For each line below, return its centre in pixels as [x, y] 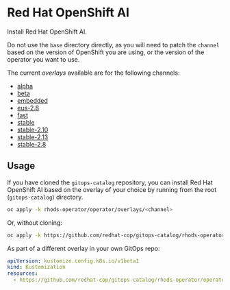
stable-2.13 [33, 137]
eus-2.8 [28, 108]
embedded [32, 100]
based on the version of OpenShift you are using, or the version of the [106, 52]
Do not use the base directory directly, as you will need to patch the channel [113, 45]
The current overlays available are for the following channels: [93, 73]
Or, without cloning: [35, 222]
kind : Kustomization [37, 267]
